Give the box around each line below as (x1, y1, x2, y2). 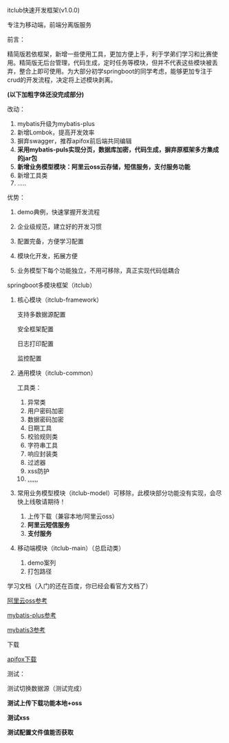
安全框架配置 (17, 325, 54, 333)
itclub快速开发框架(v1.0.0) (7, 6, 80, 14)
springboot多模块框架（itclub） (7, 281, 96, 289)
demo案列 (27, 558, 56, 567)
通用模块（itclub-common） (17, 369, 97, 377)
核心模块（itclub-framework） (17, 295, 103, 304)
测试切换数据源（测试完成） (7, 684, 86, 692)
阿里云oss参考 (7, 596, 48, 605)
